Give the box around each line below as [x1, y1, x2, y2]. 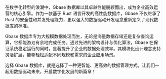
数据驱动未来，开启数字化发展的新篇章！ [13, 69, 96, 74]
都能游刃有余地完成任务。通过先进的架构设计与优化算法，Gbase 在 [18, 39, 154, 45]
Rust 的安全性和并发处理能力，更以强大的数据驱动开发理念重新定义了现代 [5, 17, 154, 22]
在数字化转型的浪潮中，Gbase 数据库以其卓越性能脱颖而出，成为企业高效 [5, 4, 154, 10]
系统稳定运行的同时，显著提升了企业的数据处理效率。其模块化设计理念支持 [9, 46, 161, 51]
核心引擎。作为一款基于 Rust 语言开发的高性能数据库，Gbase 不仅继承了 [13, 10, 161, 16]
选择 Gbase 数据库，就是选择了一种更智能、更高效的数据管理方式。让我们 [5, 62, 155, 68]
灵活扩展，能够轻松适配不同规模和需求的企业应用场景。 [5, 52, 118, 58]
